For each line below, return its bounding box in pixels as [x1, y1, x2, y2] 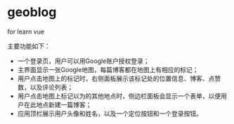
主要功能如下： [7, 41, 51, 50]
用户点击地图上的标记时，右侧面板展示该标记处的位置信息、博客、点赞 [17, 74, 221, 83]
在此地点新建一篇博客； [23, 100, 92, 109]
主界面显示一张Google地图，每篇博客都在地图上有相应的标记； [17, 65, 199, 74]
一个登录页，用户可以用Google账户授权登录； [17, 57, 150, 65]
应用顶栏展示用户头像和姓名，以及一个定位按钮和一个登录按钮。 [17, 109, 202, 118]
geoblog [7, 4, 57, 20]
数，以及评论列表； [17, 83, 74, 91]
